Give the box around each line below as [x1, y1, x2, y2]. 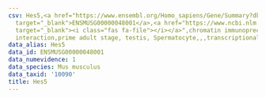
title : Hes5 [8, 77, 47, 85]
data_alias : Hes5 [8, 41, 66, 49]
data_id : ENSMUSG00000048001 [8, 48, 104, 56]
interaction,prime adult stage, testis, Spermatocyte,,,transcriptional [15, 33, 260, 42]
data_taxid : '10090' [8, 70, 77, 78]
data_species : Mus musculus [8, 63, 101, 71]
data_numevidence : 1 [8, 56, 77, 64]
